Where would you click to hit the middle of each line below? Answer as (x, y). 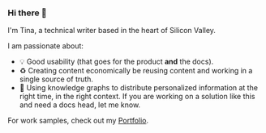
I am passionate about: (46, 46)
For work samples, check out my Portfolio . (78, 121)
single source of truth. (56, 79)
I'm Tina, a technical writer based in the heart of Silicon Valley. (112, 31)
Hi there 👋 (28, 13)
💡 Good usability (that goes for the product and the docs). (116, 62)
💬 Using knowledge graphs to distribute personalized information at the (139, 88)
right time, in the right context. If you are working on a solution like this (137, 97)
